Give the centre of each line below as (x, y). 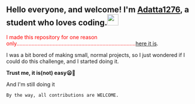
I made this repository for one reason (52, 37)
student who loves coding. (57, 23)
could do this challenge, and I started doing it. (63, 61)
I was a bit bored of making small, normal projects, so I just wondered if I (96, 55)
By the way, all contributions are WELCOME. (63, 95)
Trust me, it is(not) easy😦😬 (41, 73)
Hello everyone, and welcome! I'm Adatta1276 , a (98, 10)
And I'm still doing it (31, 84)
